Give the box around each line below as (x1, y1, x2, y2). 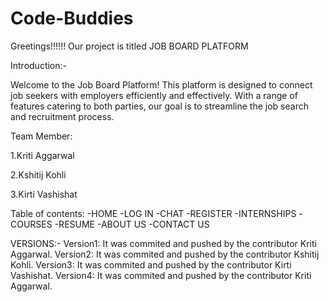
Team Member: (10, 130, 73, 142)
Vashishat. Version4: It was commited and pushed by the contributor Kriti (10, 269, 312, 281)
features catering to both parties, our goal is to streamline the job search (10, 100, 309, 112)
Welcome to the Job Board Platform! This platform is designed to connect (10, 78, 313, 91)
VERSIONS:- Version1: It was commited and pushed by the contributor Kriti (10, 237, 317, 249)
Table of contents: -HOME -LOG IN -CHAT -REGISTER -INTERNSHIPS (10, 207, 297, 219)
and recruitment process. (10, 110, 115, 122)
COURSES (10, 218, 53, 230)
